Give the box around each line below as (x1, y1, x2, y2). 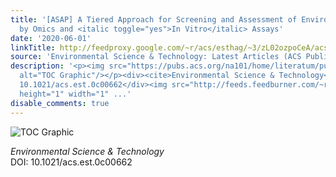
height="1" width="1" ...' (19, 89, 132, 99)
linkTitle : (10, 42, 56, 53)
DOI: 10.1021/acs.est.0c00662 (10, 156, 133, 168)
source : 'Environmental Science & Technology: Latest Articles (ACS (10, 52, 302, 62)
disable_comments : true (10, 98, 110, 108)
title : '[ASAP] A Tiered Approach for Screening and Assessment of (10, 14, 298, 25)
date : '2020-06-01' (10, 33, 92, 43)
